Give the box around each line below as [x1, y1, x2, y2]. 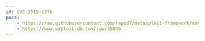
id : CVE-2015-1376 [6, 8, 53, 15]
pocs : [6, 14, 20, 20]
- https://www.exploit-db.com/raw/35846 [17, 25, 121, 32]
